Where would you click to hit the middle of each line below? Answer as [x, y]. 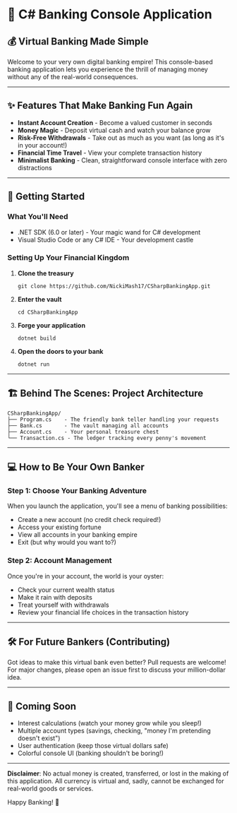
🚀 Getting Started [46, 197]
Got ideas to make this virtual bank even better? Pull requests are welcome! [117, 663]
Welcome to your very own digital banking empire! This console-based [110, 62]
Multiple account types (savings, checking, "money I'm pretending [114, 731]
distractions [35, 167]
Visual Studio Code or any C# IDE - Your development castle [105, 239]
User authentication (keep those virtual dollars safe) [93, 746]
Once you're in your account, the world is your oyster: [86, 576]
